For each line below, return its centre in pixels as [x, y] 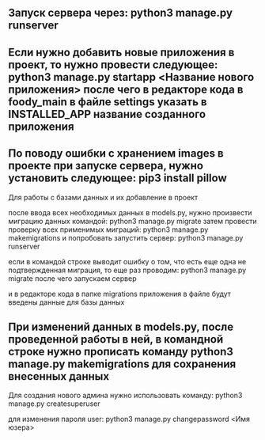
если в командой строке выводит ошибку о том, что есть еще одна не [127, 261]
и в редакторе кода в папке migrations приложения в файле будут [120, 294]
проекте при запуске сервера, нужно [106, 166]
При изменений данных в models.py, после [121, 326]
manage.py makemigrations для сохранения [122, 364]
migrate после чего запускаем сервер [72, 278]
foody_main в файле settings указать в [108, 102]
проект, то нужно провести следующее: [113, 64]
